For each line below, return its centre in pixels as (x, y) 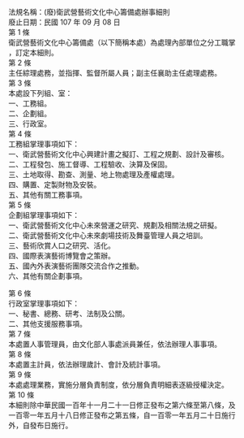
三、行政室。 (30, 124)
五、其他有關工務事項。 (47, 195)
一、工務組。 (30, 103)
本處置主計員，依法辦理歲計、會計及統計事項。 (86, 364)
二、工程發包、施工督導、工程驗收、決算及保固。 (90, 164)
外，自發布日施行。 (41, 425)
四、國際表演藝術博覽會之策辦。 (62, 256)
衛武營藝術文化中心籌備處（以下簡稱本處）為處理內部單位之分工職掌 (122, 42)
